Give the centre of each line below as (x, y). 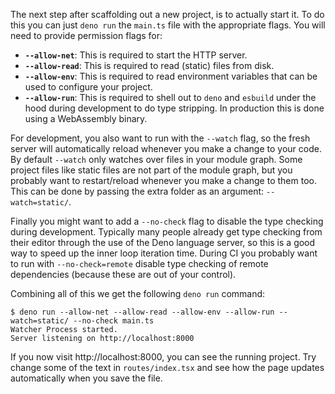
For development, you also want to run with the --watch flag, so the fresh (160, 138)
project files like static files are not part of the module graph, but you (151, 170)
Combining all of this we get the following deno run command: (138, 293)
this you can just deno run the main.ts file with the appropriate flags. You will (168, 25)
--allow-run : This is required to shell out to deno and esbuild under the (170, 97)
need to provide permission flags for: (86, 35)
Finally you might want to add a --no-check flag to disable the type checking (167, 221)
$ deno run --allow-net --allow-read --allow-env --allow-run (142, 312)
